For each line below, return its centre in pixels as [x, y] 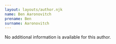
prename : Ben [18, 19]
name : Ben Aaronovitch [28, 14]
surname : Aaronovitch [27, 23]
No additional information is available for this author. [58, 37]
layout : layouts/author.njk [34, 10]
